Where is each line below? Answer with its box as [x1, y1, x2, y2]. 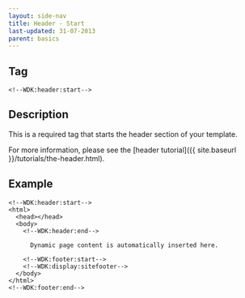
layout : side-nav [8, 11, 67, 20]
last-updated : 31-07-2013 [8, 27, 95, 35]
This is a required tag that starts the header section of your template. [8, 129, 238, 138]
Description [8, 108, 69, 121]
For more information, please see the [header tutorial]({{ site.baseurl [8, 145, 237, 155]
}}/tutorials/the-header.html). [8, 153, 105, 163]
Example [8, 177, 53, 191]
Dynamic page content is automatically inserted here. [29, 241, 219, 249]
